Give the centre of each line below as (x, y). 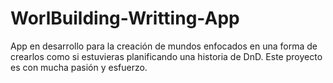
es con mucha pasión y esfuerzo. (79, 67)
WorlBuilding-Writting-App (125, 18)
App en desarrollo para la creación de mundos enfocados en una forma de (164, 46)
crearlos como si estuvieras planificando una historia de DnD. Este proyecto (166, 56)
